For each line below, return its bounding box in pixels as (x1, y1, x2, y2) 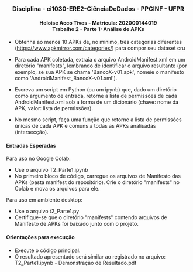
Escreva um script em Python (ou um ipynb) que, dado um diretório (14, 86, 177, 93)
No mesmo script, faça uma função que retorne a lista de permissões (14, 116, 182, 123)
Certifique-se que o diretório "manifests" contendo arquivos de (14, 214, 168, 221)
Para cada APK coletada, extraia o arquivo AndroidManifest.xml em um (14, 56, 186, 63)
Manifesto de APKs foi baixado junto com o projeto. (14, 220, 139, 227)
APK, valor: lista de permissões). (14, 105, 94, 112)
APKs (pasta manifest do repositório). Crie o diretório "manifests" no (14, 179, 180, 186)
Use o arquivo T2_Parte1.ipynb (14, 166, 89, 174)
